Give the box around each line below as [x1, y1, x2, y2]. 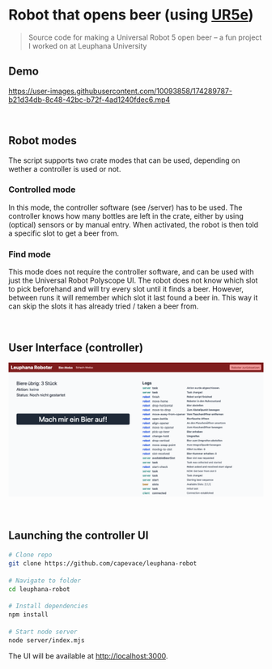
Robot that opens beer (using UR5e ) [8, 6, 254, 24]
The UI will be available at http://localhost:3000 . [8, 650, 168, 661]
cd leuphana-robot [8, 585, 70, 593]
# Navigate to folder [8, 577, 82, 585]
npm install [8, 611, 49, 619]
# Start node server [8, 628, 79, 636]
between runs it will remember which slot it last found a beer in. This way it [8, 293, 258, 303]
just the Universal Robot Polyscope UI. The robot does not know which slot [8, 275, 258, 285]
